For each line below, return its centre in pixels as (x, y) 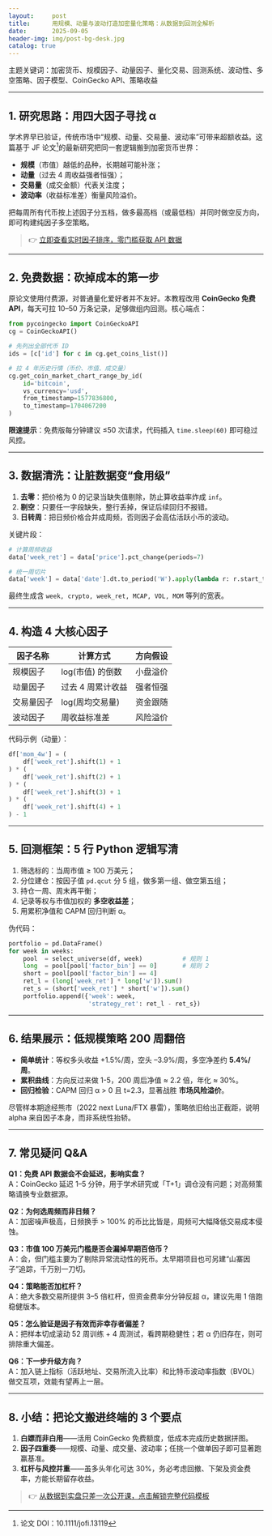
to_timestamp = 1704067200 (65, 406)
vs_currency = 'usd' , (56, 391)
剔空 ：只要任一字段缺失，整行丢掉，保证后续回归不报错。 (116, 506)
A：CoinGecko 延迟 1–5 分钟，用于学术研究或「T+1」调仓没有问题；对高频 (132, 1184)
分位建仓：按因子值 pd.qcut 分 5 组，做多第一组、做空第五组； (124, 881)
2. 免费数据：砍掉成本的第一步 (84, 277)
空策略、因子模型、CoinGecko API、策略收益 (83, 80)
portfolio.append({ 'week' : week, (79, 996)
